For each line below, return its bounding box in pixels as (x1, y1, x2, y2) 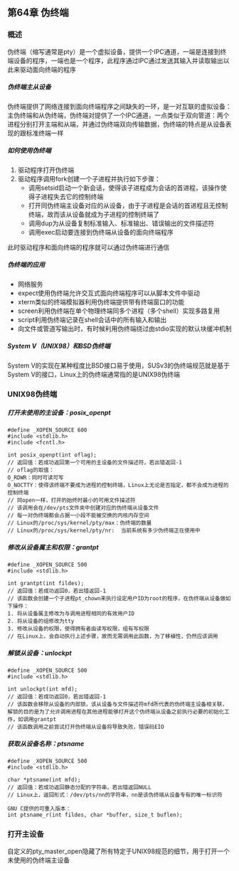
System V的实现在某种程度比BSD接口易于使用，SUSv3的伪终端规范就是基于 (7, 361, 230, 370)
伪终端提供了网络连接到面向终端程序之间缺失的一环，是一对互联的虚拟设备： (7, 102, 232, 110)
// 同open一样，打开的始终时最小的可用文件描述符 (7, 497, 136, 504)
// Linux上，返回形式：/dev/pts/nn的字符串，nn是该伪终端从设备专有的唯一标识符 (7, 791, 223, 798)
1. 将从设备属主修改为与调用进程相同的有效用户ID (7, 610, 135, 617)
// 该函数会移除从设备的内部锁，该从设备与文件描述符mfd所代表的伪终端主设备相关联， (7, 701, 228, 708)
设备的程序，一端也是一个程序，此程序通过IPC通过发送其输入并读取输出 (13, 56, 223, 65)
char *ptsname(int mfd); (7, 776, 81, 784)
